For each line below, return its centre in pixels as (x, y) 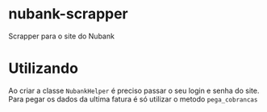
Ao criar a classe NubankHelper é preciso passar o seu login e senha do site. (134, 90)
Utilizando (44, 68)
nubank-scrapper (69, 14)
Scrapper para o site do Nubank (62, 36)
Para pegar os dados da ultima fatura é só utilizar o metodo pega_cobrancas (133, 99)
